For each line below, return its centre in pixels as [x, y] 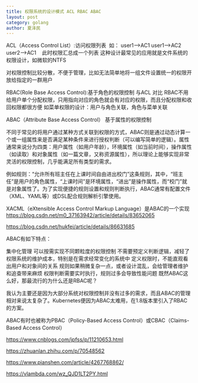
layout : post [22, 17]
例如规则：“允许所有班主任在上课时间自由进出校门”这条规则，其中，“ [90, 174]
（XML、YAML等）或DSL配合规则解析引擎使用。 [65, 196]
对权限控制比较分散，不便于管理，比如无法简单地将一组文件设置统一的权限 [96, 73]
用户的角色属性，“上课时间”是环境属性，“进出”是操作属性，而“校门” [100, 181]
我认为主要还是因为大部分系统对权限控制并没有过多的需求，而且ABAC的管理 [98, 293]
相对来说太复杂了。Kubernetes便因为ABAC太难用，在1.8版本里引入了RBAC [97, 301]
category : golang [27, 22]
